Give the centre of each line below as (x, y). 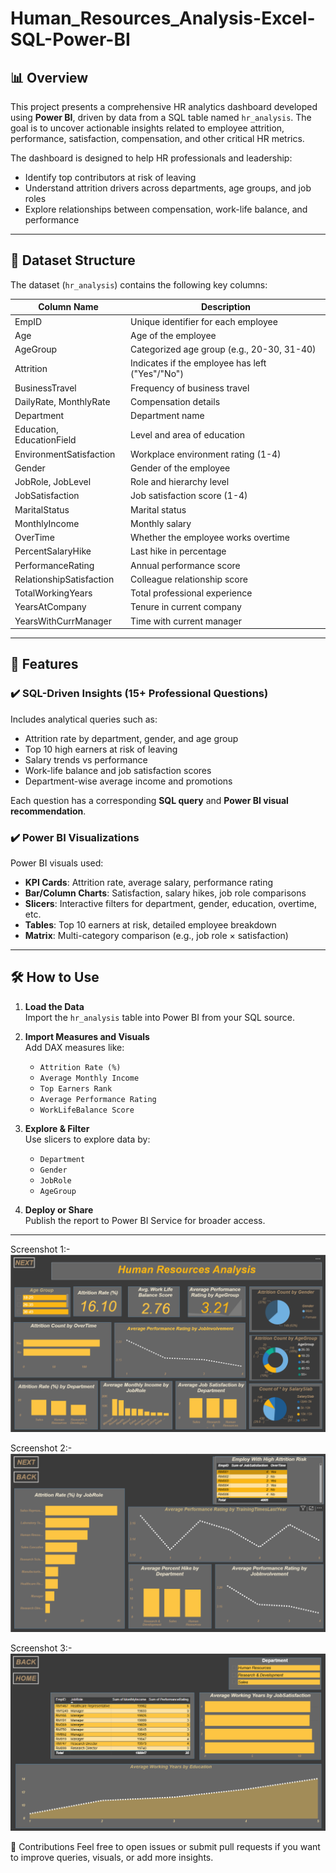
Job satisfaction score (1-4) (189, 496)
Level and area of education (188, 434)
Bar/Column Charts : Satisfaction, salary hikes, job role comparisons (165, 893)
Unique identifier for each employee (204, 321)
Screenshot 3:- (41, 1648)
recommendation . (48, 811)
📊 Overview (49, 77)
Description (226, 307)
